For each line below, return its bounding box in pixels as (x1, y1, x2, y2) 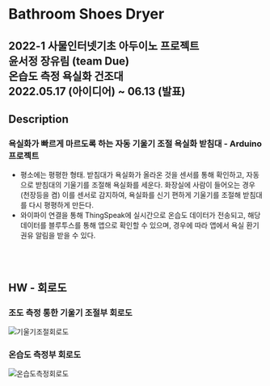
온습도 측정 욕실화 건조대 (8, 69, 124, 83)
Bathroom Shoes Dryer (8, 5, 165, 23)
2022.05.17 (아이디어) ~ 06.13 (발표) (8, 84, 186, 98)
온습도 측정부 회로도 (8, 349, 82, 360)
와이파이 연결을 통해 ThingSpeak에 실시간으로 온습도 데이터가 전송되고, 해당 (19, 211, 261, 220)
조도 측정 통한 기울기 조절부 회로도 (8, 307, 133, 318)
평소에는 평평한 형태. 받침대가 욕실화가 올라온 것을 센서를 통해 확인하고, (19, 170, 245, 180)
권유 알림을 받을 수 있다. (19, 231, 96, 241)
